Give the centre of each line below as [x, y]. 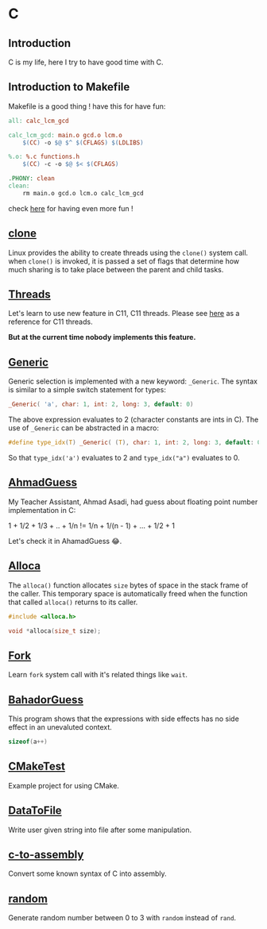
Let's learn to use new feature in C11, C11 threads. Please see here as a [124, 314]
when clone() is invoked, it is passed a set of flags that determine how [124, 261]
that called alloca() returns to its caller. [73, 602]
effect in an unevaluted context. [60, 727]
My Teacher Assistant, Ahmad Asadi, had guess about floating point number [133, 502]
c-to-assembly [46, 854]
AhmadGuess [43, 482]
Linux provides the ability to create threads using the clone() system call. [128, 252]
